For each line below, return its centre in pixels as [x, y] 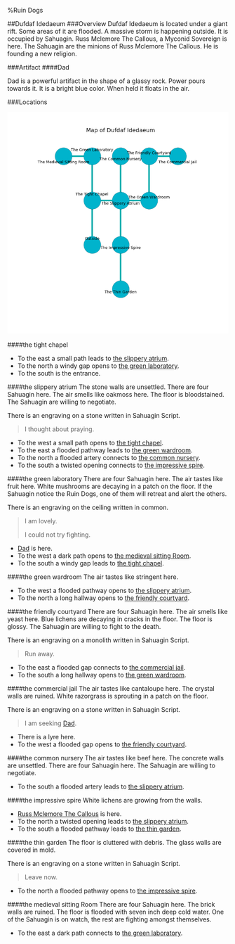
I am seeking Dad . [51, 723]
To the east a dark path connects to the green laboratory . [100, 933]
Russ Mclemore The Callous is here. [69, 814]
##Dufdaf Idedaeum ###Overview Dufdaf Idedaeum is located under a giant [117, 24]
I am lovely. [41, 521]
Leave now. [41, 877]
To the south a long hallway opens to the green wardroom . [102, 675]
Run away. [39, 654]
